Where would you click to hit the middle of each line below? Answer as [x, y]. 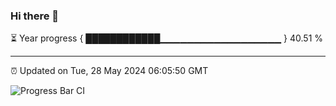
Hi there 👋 [35, 16]
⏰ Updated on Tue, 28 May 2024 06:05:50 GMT [109, 71]
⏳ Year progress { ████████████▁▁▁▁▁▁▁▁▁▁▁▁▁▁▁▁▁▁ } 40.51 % [167, 38]
